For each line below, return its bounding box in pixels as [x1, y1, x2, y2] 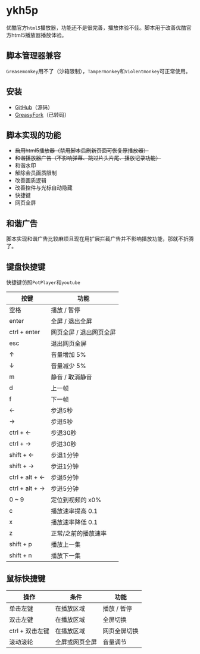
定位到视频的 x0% [51, 496, 102, 504]
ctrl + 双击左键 [9, 627, 49, 635]
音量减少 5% [51, 362, 86, 370]
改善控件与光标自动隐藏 [14, 184, 73, 191]
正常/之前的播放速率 [51, 530, 107, 537]
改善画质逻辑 [14, 177, 46, 184]
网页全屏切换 [102, 627, 139, 635]
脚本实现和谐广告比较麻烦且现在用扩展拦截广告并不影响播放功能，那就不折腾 [6, 235, 194, 242]
